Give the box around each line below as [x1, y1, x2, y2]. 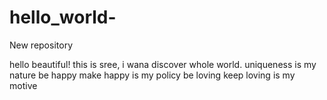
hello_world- [9, 6, 117, 29]
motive [9, 79, 38, 91]
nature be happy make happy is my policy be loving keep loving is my [9, 69, 296, 81]
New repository [9, 39, 73, 51]
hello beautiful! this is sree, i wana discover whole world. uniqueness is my [9, 58, 317, 70]
